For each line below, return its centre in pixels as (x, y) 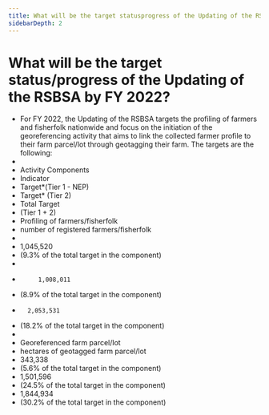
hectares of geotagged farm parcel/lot (83, 351)
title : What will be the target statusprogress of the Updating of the (130, 16)
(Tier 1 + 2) (38, 212)
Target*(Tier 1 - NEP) (54, 187)
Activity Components (54, 170)
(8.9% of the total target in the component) (91, 295)
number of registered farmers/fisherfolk (86, 230)
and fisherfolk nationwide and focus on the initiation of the (116, 127)
